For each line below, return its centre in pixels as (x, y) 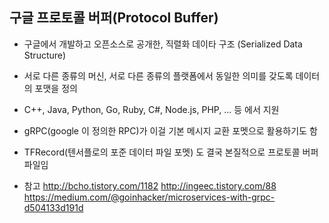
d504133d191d (53, 207)
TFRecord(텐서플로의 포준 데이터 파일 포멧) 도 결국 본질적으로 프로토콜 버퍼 (171, 152)
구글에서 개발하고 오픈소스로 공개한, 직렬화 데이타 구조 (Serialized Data (163, 44)
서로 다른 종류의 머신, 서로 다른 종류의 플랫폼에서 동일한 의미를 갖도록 (158, 75)
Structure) (45, 55)
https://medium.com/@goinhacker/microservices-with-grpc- (149, 197)
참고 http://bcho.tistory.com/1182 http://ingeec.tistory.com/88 (150, 185)
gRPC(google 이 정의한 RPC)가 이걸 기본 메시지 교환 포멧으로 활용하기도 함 (170, 130)
